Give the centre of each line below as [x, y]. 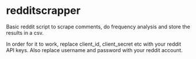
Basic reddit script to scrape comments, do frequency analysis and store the [98, 27]
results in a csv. [25, 32]
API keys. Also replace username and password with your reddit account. [94, 50]
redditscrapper [43, 11]
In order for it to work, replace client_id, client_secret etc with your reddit [94, 44]
